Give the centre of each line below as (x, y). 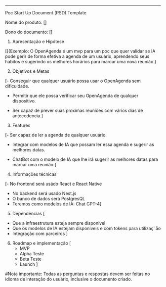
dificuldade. (17, 86)
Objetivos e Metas (31, 71)
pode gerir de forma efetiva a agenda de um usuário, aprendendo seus (77, 56)
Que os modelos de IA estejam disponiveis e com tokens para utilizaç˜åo (86, 228)
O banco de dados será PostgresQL (49, 199)
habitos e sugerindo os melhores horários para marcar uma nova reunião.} (81, 62)
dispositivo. (24, 101)
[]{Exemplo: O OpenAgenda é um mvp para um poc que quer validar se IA (80, 51)
